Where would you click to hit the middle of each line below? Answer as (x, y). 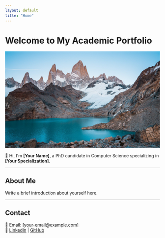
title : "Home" (20, 15)
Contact (18, 213)
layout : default (22, 10)
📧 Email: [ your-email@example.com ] (42, 225)
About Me (20, 181)
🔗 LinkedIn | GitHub (25, 230)
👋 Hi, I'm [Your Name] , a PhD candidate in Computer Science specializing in (82, 155)
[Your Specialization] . (28, 161)
